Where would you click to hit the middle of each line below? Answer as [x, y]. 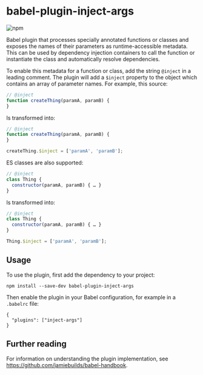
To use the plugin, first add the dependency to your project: [81, 275]
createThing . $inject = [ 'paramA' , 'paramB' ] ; [65, 151]
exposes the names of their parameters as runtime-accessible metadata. [97, 46]
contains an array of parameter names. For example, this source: [87, 84]
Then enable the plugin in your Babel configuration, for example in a [91, 297]
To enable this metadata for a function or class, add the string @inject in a [99, 70]
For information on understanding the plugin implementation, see [87, 359]
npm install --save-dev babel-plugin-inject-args [70, 286]
